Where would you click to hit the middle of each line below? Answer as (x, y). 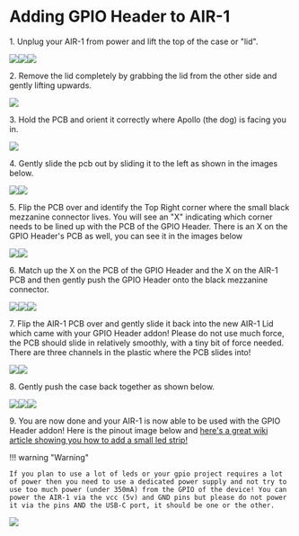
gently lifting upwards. (51, 85)
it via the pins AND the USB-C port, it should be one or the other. (142, 505)
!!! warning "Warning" (49, 457)
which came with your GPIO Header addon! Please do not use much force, (147, 333)
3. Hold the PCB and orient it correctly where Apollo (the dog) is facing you (148, 120)
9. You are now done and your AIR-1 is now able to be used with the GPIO (145, 421)
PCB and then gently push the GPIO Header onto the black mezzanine (139, 280)
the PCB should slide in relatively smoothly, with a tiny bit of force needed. (147, 343)
